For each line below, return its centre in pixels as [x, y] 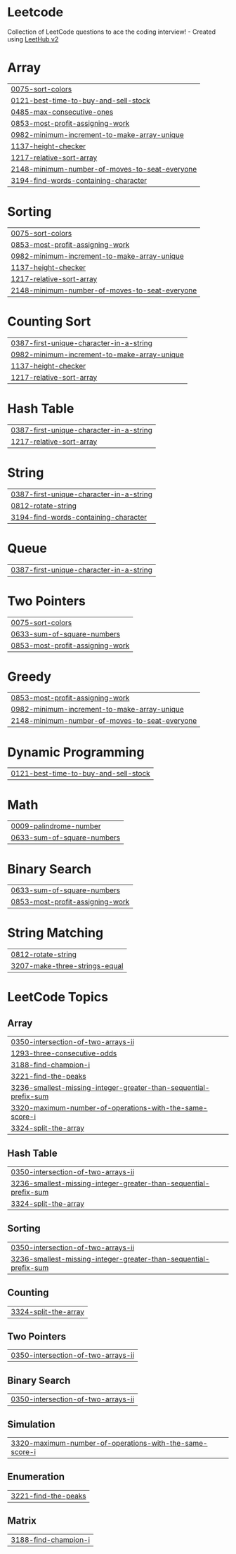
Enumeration [36, 1477]
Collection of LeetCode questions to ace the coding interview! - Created [112, 32]
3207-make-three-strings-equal [67, 966]
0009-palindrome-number [56, 826]
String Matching [55, 933]
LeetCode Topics [58, 997]
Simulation [31, 1424]
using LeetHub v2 [33, 39]
